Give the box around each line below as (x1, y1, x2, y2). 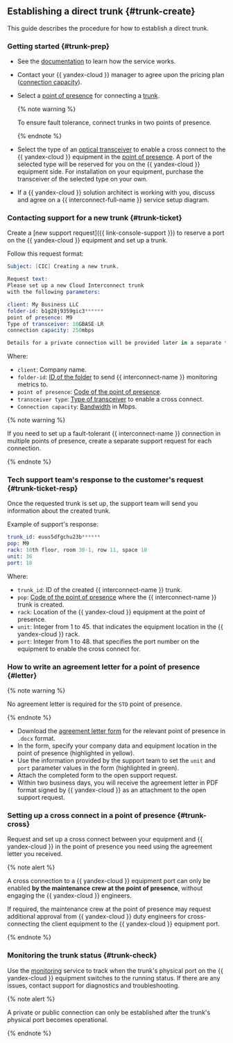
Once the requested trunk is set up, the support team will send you (7, 500, 198, 508)
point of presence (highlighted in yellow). (17, 749, 135, 757)
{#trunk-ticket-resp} (7, 484, 78, 493)
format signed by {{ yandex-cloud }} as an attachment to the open (17, 786, 207, 794)
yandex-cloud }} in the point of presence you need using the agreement (7, 842, 213, 851)
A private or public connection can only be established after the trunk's (7, 1008, 211, 1017)
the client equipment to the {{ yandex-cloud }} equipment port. (40, 920, 221, 928)
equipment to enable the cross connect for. (17, 644, 141, 652)
